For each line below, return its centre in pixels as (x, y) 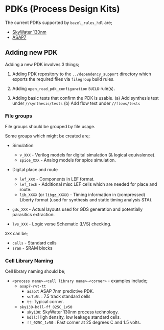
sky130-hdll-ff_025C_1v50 (46, 307)
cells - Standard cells (34, 243)
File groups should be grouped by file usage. (50, 127)
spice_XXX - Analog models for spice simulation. (68, 160)
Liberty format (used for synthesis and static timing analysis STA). (86, 200)
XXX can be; (17, 234)
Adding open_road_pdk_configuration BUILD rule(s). (63, 88)
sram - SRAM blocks (32, 248)
